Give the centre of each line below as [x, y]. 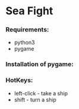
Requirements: [27, 30]
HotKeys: [19, 80]
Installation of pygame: [39, 64]
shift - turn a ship [35, 99]
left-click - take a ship [41, 93]
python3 [24, 42]
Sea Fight [29, 11]
